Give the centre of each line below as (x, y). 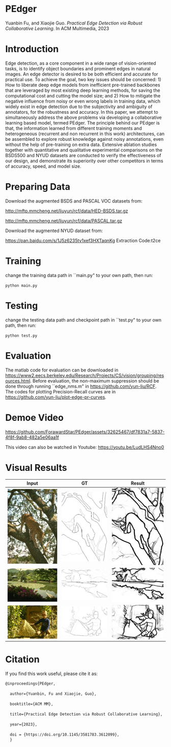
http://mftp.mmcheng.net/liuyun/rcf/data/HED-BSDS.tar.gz (67, 211)
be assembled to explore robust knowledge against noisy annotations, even (84, 139)
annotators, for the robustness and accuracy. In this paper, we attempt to (82, 112)
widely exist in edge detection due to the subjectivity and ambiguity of (79, 106)
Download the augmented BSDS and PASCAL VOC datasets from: (74, 201)
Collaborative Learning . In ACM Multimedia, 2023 (57, 28)
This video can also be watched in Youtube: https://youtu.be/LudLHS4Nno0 (85, 447)
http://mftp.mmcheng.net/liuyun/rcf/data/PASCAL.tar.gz (64, 220)
